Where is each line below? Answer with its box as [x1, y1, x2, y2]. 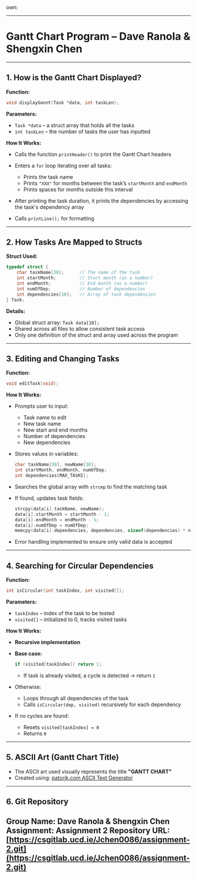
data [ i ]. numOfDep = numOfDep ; [14, 522, 89, 528]
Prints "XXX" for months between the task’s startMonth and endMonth [23, 179, 188, 187]
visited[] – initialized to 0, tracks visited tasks [14, 616, 127, 623]
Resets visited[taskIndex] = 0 [23, 723, 100, 731]
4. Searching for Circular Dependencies [6, 561, 154, 571]
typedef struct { [6, 264, 49, 270]
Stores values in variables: [14, 450, 79, 457]
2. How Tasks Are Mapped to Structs [6, 238, 142, 248]
